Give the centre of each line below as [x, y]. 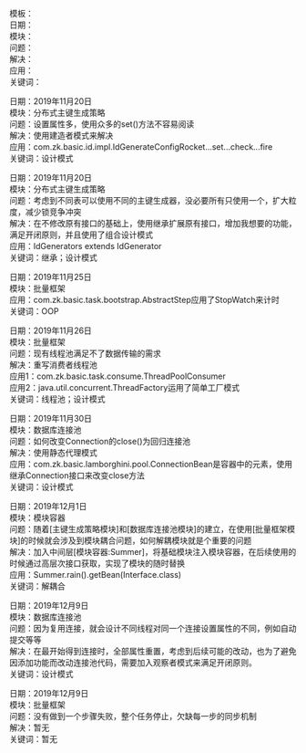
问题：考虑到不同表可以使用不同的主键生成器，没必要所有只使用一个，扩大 [149, 200]
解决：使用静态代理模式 [53, 453]
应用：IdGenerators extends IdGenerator [86, 246]
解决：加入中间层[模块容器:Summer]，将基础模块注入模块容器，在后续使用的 [153, 552]
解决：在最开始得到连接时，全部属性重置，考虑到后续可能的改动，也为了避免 [153, 651]
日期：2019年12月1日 [48, 506]
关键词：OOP [34, 311]
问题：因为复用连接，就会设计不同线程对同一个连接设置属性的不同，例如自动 [153, 628]
